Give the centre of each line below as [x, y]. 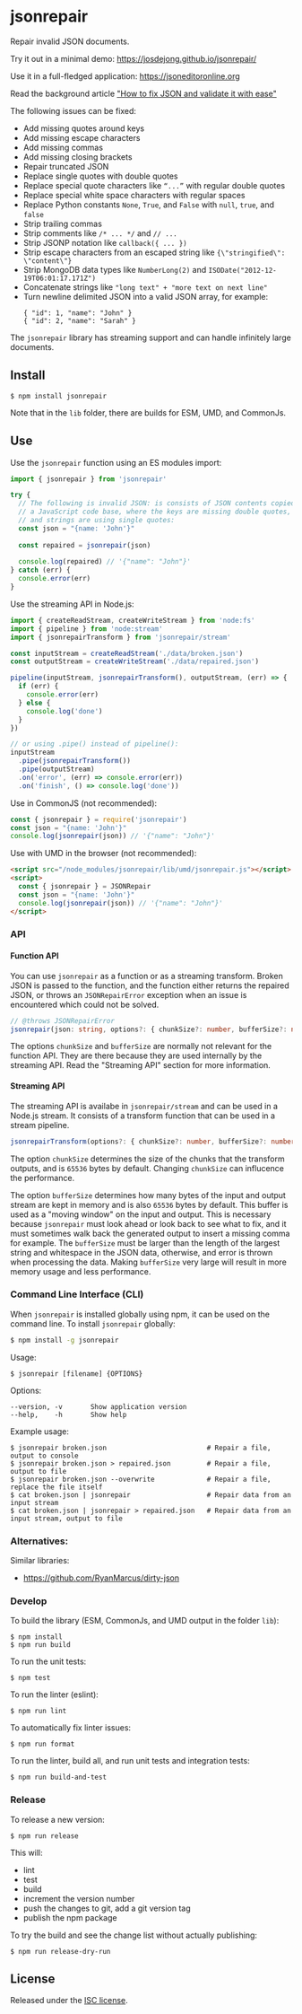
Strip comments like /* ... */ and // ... [100, 233]
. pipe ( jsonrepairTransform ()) [74, 761]
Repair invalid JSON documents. [70, 41]
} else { [35, 703]
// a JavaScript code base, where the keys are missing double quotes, [155, 512]
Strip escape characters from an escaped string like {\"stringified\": [154, 252]
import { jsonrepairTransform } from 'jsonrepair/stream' [121, 637]
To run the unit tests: [48, 1661]
